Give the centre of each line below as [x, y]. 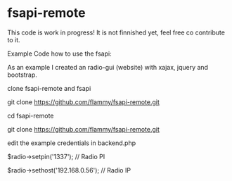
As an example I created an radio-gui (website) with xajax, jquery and [108, 67]
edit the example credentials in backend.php [72, 143]
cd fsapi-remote [31, 116]
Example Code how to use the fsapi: [59, 54]
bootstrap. [22, 75]
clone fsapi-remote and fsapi [49, 88]
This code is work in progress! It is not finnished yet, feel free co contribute [116, 32]
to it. [14, 39]
